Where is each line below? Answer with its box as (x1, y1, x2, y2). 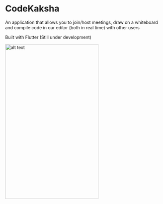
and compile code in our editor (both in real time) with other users (5, 24, 140, 30)
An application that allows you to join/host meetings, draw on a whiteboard (5, 19, 158, 25)
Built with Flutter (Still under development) (5, 34, 92, 40)
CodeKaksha (5, 3, 60, 14)
